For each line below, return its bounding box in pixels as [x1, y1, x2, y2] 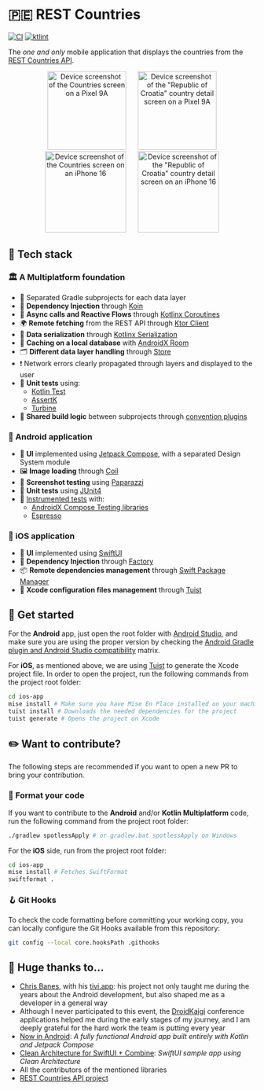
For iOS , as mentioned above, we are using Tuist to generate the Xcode [8, 661, 240, 670]
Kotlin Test [31, 387, 66, 396]
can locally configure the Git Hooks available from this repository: [8, 923, 220, 933]
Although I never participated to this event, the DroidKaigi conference [19, 1007, 245, 1016]
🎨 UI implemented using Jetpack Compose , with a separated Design [19, 449, 241, 458]
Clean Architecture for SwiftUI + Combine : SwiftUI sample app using [19, 1048, 241, 1058]
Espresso [31, 511, 62, 520]
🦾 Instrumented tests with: [19, 494, 104, 504]
